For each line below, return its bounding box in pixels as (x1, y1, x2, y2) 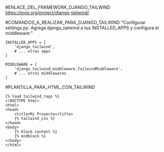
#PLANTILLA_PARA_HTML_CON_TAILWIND (5, 84, 95, 90)
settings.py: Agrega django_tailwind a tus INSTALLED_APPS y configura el (5, 25, 159, 31)
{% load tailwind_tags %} (5, 94, 60, 99)
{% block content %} (14, 129, 58, 134)
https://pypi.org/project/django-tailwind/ (5, 10, 89, 16)
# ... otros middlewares (14, 71, 67, 76)
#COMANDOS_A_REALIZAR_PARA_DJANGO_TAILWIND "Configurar (5, 20, 146, 25)
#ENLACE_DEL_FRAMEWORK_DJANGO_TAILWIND (5, 5, 111, 10)
